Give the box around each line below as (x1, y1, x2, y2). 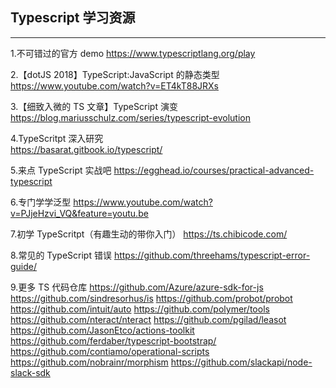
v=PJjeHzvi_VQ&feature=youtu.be (10, 207, 149, 219)
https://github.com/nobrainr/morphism (10, 356, 169, 368)
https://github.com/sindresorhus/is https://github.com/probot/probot (10, 292, 293, 304)
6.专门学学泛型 (10, 196, 72, 208)
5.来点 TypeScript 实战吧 (10, 164, 112, 176)
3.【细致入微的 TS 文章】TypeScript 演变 (10, 100, 178, 112)
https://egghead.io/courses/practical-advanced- (113, 164, 315, 176)
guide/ (10, 260, 38, 272)
